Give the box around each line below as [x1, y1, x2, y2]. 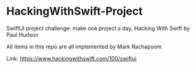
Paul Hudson [6, 31, 38, 38]
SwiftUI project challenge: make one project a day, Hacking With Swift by [6, 25, 191, 32]
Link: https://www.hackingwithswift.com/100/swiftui [6, 55, 137, 62]
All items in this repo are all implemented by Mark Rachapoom [6, 43, 162, 50]
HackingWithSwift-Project [6, 4, 143, 18]
